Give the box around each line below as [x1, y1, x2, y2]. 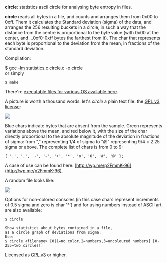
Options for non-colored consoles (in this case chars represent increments [5, 197, 159, 202]
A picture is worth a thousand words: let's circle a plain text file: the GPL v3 [5, 98, 160, 104]
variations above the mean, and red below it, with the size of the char [5, 128, 147, 134]
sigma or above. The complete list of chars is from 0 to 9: [5, 144, 123, 150]
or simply [5, 70, 24, 76]
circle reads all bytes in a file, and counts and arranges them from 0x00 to [5, 14, 158, 19]
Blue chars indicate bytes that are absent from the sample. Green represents [5, 123, 163, 129]
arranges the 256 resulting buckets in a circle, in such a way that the [5, 24, 146, 30]
